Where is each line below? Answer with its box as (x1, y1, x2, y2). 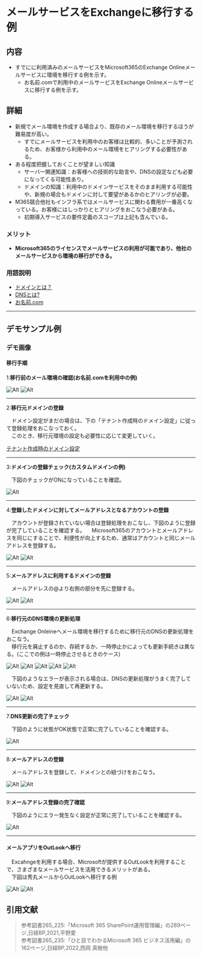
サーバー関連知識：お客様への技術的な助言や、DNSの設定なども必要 (23, 168, 194, 175)
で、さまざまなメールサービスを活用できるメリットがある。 (6, 866, 154, 873)
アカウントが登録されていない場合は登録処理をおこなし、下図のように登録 (11, 519, 196, 526)
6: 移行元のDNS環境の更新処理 (6, 615, 81, 622)
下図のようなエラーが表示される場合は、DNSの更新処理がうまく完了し (11, 675, 186, 682)
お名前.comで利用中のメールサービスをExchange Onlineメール (23, 79, 179, 86)
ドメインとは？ (14, 284, 52, 291)
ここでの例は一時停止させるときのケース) (19, 650, 121, 658)
